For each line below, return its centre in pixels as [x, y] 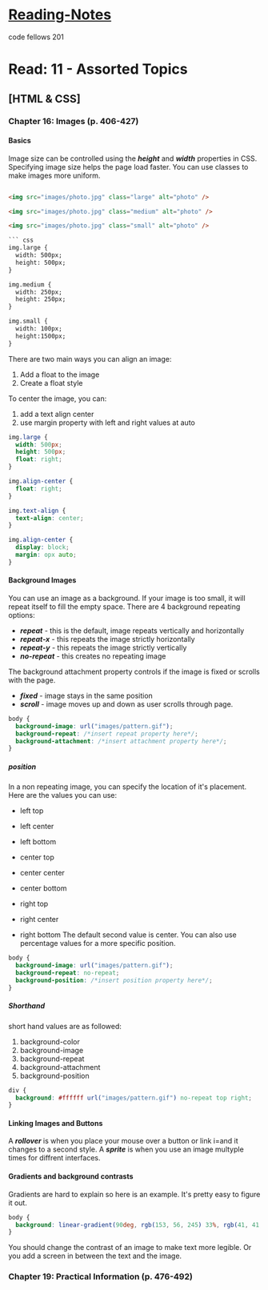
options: [22, 615]
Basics [20, 141]
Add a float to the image [60, 375]
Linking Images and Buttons [56, 1123]
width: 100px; [39, 329]
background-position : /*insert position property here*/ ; [114, 980]
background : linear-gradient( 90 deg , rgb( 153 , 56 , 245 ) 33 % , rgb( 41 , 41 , [139, 1225]
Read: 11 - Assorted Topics [98, 69]
